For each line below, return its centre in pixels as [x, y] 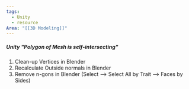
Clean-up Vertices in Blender [50, 62]
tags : [13, 11]
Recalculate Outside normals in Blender [63, 68]
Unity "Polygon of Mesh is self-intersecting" [62, 47]
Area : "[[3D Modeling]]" [37, 28]
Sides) [23, 81]
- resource [25, 22]
